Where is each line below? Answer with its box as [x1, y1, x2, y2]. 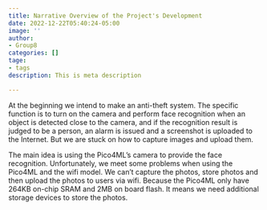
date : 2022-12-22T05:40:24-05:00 [8, 19, 120, 27]
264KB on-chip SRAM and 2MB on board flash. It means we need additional [8, 184, 259, 193]
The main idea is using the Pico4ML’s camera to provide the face [8, 150, 223, 160]
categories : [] [8, 49, 59, 57]
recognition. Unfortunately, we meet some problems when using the [8, 158, 233, 168]
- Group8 [8, 42, 38, 50]
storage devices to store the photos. [8, 192, 128, 202]
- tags [8, 64, 30, 72]
